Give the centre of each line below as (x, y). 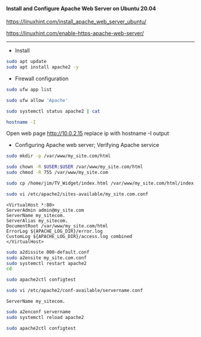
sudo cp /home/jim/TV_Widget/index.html (57, 183)
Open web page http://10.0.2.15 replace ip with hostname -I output (88, 133)
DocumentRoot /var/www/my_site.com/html (57, 226)
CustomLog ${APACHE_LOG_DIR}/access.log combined (69, 236)
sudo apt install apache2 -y (42, 67)
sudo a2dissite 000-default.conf (48, 252)
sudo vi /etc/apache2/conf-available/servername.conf (75, 291)
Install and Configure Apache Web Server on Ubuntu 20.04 (81, 8)
